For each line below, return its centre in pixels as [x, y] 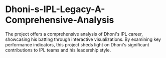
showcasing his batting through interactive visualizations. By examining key [83, 39]
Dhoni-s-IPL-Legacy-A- [55, 9]
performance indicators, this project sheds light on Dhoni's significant [77, 44]
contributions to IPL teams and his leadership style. [58, 50]
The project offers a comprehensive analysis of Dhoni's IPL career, [74, 34]
